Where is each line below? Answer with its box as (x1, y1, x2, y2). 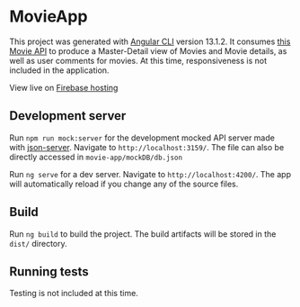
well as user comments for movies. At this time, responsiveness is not (9, 55, 268, 66)
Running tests (9, 264, 90, 279)
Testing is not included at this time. (9, 288, 139, 299)
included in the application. (9, 65, 110, 76)
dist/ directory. (9, 238, 67, 248)
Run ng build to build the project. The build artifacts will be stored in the (9, 228, 277, 239)
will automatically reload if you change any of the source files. (9, 178, 239, 189)
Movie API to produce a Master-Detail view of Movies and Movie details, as (9, 45, 287, 56)
